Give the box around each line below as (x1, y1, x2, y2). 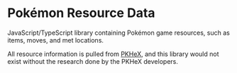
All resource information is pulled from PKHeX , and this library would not (7, 50, 219, 58)
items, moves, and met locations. (7, 35, 104, 44)
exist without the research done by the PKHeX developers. (7, 57, 179, 65)
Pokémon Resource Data (7, 5, 155, 21)
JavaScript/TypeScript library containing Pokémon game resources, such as (7, 28, 231, 37)
